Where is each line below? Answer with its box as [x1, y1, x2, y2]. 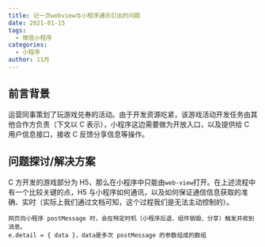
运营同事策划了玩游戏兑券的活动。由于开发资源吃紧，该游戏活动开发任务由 [8, 109, 251, 119]
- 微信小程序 [15, 33, 53, 42]
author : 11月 [8, 56, 50, 64]
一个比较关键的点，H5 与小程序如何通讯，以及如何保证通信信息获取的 [14, 187, 241, 196]
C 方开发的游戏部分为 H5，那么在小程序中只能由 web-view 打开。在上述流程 [8, 177, 249, 187]
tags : [8, 26, 26, 34]
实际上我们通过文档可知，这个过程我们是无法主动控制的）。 [42, 197, 233, 207]
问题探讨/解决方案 [8, 155, 97, 169]
